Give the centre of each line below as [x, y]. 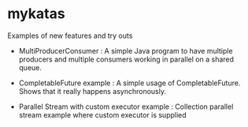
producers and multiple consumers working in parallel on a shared [126, 59]
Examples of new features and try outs [70, 35]
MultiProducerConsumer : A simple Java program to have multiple [126, 50]
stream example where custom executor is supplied [102, 114]
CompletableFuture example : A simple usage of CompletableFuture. [130, 83]
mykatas [36, 14]
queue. [30, 67]
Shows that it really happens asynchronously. [93, 91]
